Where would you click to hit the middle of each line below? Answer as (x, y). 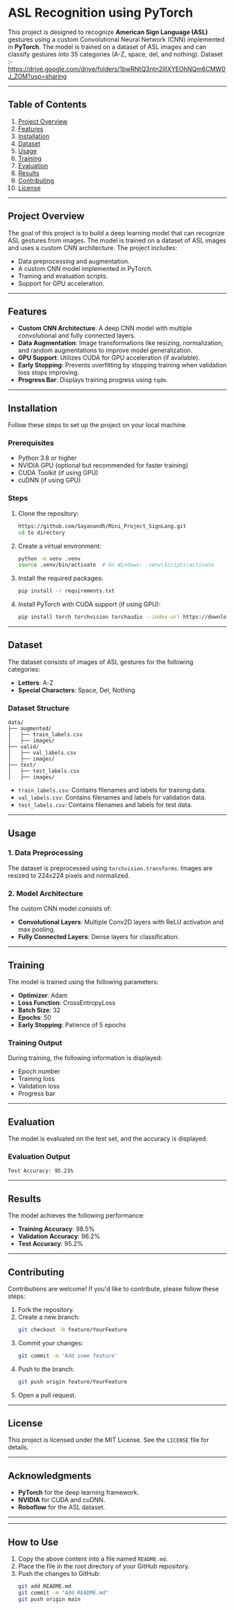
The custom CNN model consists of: (60, 908)
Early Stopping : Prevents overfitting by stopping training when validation (122, 365)
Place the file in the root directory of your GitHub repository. (104, 1566)
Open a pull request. (47, 1395)
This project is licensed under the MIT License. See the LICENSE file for (108, 1440)
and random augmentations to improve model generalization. (105, 350)
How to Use (33, 1542)
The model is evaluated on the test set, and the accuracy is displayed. (108, 1139)
